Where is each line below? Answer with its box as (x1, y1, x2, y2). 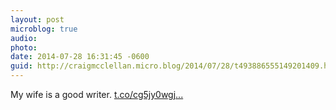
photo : (10, 42, 38, 53)
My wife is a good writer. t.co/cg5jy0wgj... (10, 89, 184, 100)
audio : (10, 33, 38, 43)
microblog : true (10, 24, 78, 34)
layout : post (10, 14, 65, 25)
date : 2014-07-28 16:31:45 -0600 (10, 52, 150, 62)
